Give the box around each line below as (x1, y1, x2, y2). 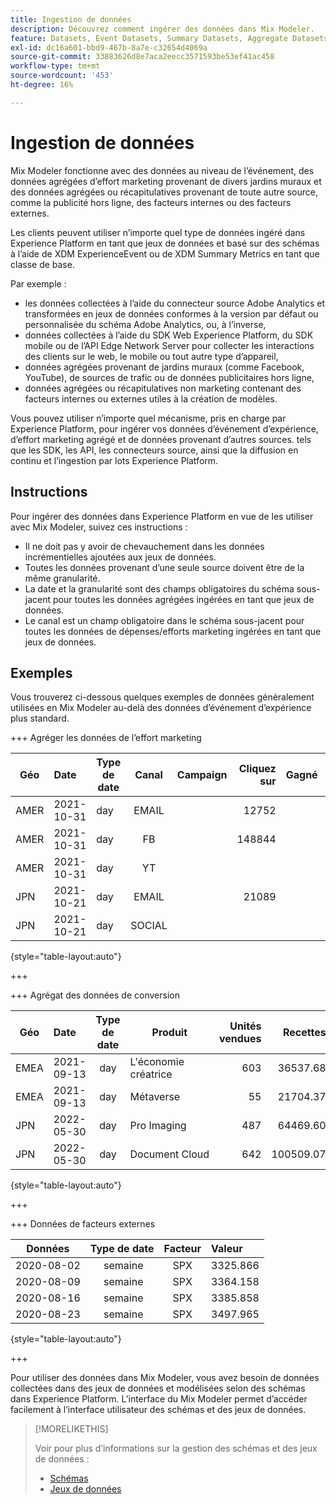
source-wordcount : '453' (10, 71, 114, 81)
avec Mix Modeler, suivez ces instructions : (10, 521, 188, 533)
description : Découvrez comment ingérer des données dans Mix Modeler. (10, 24, 315, 34)
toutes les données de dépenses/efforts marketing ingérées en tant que (24, 625, 322, 637)
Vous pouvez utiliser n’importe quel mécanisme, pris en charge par (10, 412, 287, 424)
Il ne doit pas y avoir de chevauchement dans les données (24, 540, 265, 552)
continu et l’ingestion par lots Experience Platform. (10, 454, 219, 466)
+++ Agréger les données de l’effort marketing (10, 732, 202, 744)
